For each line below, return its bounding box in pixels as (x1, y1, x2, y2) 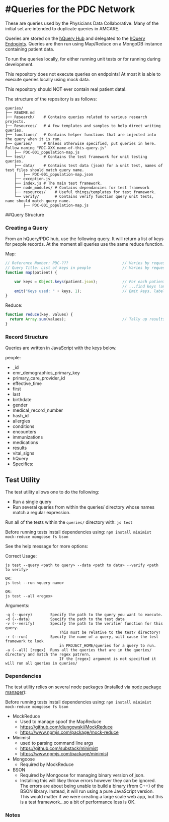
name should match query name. (5, 198, 71, 203)
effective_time (12, 380, 42, 387)
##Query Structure (5, 211, 44, 217)
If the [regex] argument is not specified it (59, 656, 156, 662)
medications (12, 440, 39, 446)
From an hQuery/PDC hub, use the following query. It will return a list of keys (5, 236, 164, 242)
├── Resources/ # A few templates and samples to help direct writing (5, 123, 161, 128)
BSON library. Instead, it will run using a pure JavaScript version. (20, 788, 154, 794)
